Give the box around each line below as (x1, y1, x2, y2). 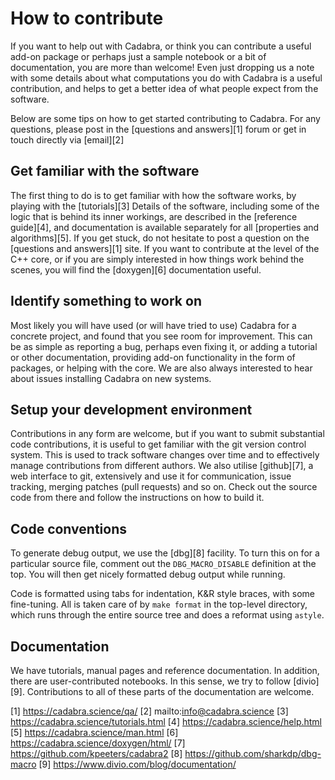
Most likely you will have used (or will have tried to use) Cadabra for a (10, 319, 297, 331)
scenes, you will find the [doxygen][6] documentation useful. (10, 263, 262, 276)
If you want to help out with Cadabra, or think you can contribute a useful (10, 40, 312, 52)
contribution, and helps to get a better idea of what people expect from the (10, 82, 319, 94)
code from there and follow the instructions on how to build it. (10, 492, 265, 504)
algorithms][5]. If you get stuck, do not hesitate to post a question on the (10, 232, 310, 244)
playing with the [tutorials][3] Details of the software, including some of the (10, 200, 320, 212)
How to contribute (10, 7, 164, 30)
